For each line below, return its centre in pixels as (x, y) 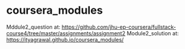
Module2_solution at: (153, 33)
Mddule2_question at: (33, 27)
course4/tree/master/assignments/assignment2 (66, 33)
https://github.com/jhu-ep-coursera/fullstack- (119, 27)
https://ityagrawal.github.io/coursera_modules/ (65, 39)
